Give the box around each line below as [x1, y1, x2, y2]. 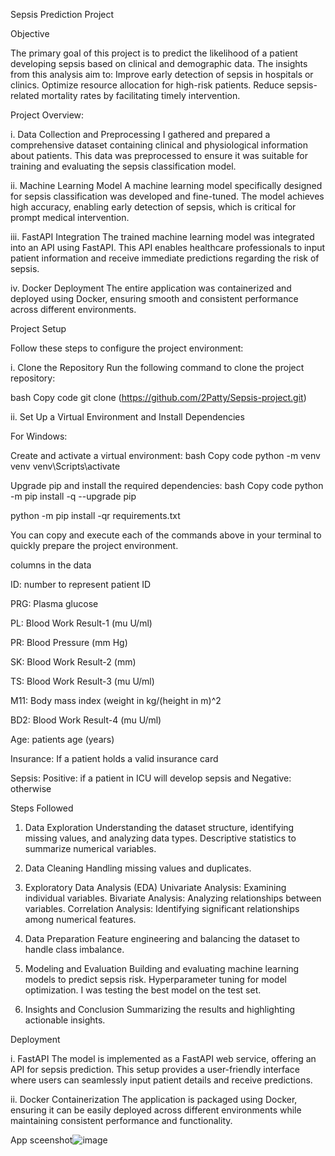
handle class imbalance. [24, 944, 125, 955]
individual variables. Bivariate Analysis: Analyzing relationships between [24, 892, 322, 904]
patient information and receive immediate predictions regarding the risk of [10, 252, 320, 264]
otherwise [10, 783, 52, 794]
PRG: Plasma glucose [10, 598, 99, 609]
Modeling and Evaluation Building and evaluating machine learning [24, 963, 300, 974]
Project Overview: [10, 109, 85, 121]
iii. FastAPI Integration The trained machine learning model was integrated [10, 231, 315, 243]
